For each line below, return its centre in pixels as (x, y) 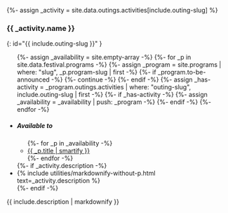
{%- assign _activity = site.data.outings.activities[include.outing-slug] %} (112, 10)
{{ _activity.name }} (41, 28)
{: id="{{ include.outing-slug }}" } (54, 44)
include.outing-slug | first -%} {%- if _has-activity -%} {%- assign (112, 95)
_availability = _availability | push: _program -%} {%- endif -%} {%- (114, 102)
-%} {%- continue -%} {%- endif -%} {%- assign (122, 79)
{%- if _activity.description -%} (62, 166)
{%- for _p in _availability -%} (70, 143)
